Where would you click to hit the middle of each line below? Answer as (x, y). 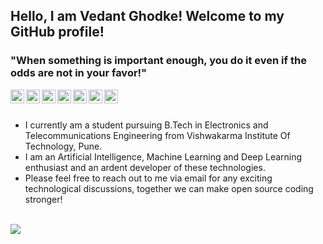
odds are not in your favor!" (79, 73)
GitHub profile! (57, 32)
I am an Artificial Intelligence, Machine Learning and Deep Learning (163, 156)
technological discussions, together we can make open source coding (169, 188)
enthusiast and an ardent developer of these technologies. (145, 167)
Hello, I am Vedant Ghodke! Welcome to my (147, 16)
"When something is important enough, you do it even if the (158, 61)
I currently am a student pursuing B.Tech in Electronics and (146, 125)
